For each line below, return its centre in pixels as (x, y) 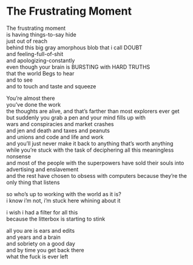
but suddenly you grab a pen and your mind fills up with (76, 118)
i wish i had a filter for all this (42, 212)
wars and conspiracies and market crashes (60, 124)
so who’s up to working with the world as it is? (64, 194)
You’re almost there (31, 98)
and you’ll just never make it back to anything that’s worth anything (90, 143)
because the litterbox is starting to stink (56, 219)
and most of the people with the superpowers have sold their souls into (95, 163)
